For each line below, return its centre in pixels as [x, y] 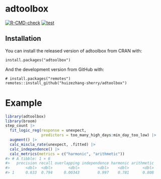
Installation [23, 39]
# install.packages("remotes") [38, 79]
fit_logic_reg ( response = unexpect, [48, 131]
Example [24, 103]
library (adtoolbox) [26, 116]
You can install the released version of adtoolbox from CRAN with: [74, 50]
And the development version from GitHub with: [55, 69]
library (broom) [21, 121]
